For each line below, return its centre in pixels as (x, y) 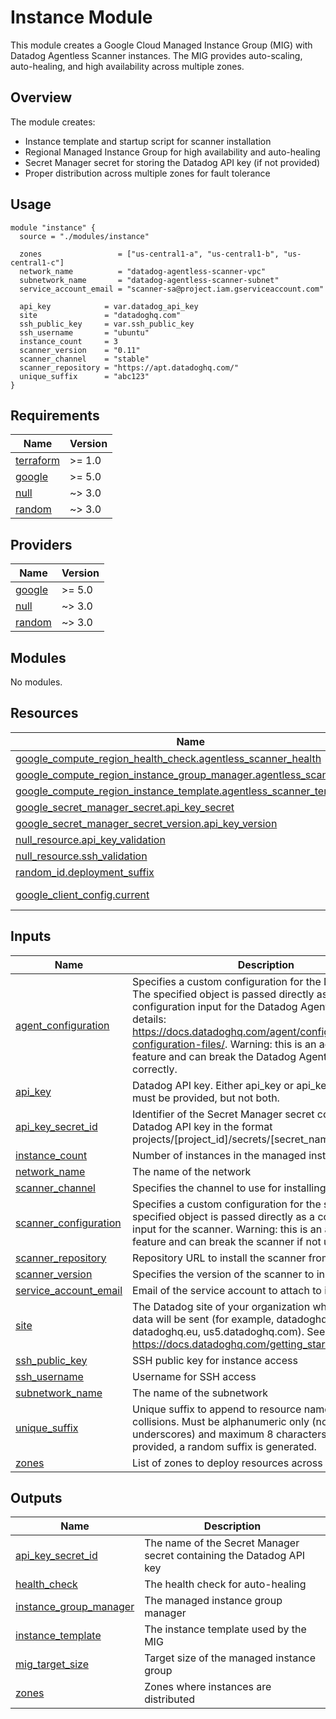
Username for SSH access (194, 1376)
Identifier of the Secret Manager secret (223, 1114)
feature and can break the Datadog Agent (230, 1056)
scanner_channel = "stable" (84, 359)
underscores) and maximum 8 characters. (231, 1434)
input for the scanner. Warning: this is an (227, 1229)
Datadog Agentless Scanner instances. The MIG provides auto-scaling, (156, 55)
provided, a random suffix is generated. (224, 1446)
